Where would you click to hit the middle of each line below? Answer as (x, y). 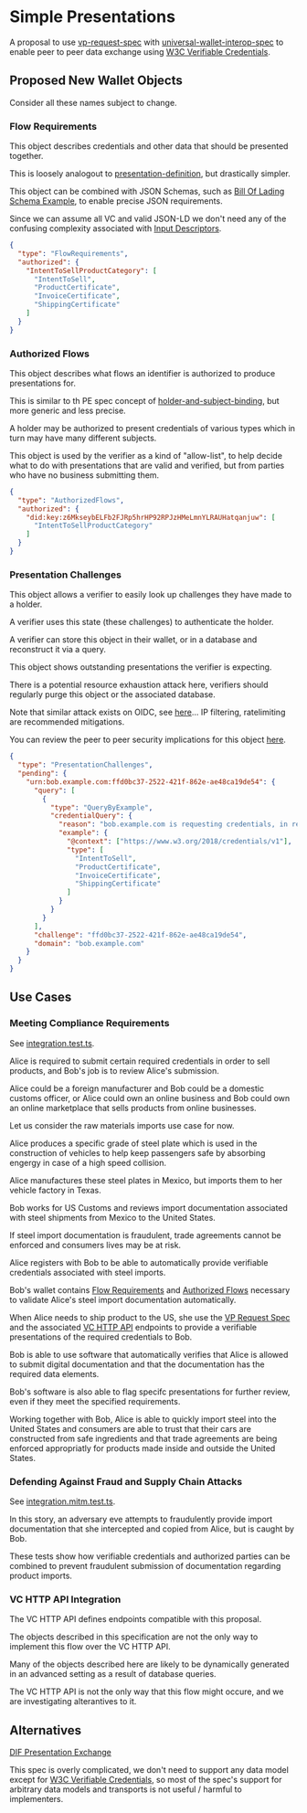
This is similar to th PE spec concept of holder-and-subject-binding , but (145, 400)
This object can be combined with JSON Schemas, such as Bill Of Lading (147, 191)
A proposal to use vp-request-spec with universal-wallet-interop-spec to (147, 42)
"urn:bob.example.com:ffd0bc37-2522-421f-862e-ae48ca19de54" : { (151, 782)
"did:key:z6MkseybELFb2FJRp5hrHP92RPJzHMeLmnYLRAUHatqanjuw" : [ (151, 517)
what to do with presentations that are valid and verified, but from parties (147, 465)
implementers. (37, 1799)
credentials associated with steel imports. (88, 1272)
